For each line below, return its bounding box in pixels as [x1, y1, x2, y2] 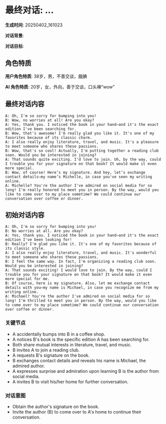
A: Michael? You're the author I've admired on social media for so [5, 294, 150, 299]
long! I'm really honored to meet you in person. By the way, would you [5, 187, 159, 192]
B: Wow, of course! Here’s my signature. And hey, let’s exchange [5, 170, 146, 175]
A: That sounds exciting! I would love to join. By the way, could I [5, 268, 153, 273]
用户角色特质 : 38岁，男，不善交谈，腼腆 [5, 73, 87, 79]
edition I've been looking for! [5, 237, 72, 242]
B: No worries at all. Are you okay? [5, 228, 83, 234]
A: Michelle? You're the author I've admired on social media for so [5, 183, 153, 188]
